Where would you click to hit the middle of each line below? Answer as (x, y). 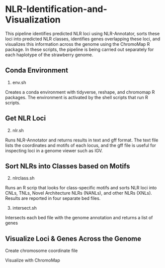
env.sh (19, 82)
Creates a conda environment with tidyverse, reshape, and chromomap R (80, 92)
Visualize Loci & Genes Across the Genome (73, 238)
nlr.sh (18, 130)
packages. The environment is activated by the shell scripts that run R (77, 97)
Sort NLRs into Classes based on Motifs (68, 166)
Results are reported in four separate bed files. (53, 198)
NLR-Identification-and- (56, 9)
